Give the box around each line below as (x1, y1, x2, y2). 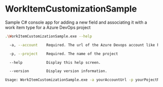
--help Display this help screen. (9, 60, 101, 65)
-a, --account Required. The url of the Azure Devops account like (9, 43, 155, 47)
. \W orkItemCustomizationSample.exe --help (5, 34, 92, 39)
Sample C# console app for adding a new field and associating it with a (5, 19, 147, 25)
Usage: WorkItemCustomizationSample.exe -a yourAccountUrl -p (5, 77, 133, 83)
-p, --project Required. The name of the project (9, 51, 118, 56)
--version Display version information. (9, 69, 108, 73)
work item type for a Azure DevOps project (5, 24, 91, 30)
